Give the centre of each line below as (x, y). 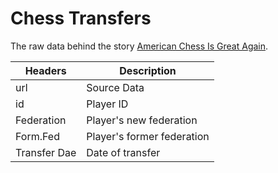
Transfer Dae (46, 152)
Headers (45, 70)
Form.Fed (37, 136)
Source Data (115, 87)
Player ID (107, 104)
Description (148, 70)
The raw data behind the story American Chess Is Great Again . (139, 46)
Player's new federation (142, 120)
